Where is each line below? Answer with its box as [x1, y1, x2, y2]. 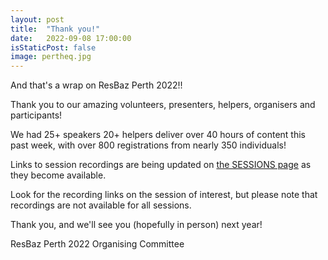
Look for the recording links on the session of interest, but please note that [10, 189, 318, 201]
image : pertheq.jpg [10, 52, 92, 62]
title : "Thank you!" [10, 24, 101, 34]
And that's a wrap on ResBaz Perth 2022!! [10, 79, 183, 91]
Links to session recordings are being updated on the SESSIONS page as [10, 159, 312, 171]
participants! [10, 109, 63, 121]
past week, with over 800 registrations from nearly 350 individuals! [10, 139, 287, 151]
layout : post [10, 14, 65, 25]
